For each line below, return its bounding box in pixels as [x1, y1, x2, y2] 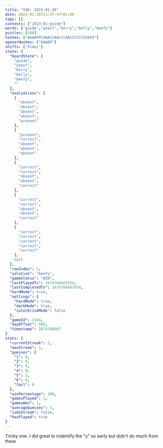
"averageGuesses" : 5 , [9, 405, 55, 411]
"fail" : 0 [14, 382, 35, 387]
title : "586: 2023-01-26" [5, 7, 59, 12]
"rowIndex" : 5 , [9, 266, 41, 271]
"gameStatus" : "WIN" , [9, 276, 55, 281]
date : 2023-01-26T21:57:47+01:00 [5, 12, 75, 17]
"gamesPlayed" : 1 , [9, 396, 48, 401]
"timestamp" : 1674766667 [9, 327, 61, 332]
